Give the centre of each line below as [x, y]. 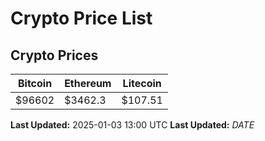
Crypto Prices [54, 55]
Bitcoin [35, 83]
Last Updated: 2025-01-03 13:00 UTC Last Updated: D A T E [132, 125]
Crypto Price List [81, 18]
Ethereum [88, 83]
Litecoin [142, 83]
